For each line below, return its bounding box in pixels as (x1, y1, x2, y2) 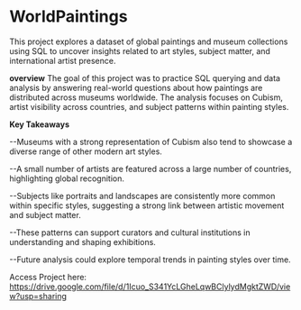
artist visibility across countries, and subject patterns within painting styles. (9, 101, 289, 112)
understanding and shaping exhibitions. (9, 236, 156, 247)
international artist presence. (9, 55, 116, 66)
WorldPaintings (9, 6, 128, 27)
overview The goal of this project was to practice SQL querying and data (9, 72, 281, 83)
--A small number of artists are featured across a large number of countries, (9, 163, 292, 174)
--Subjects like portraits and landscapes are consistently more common (9, 190, 276, 201)
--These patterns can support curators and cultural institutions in (9, 227, 251, 238)
